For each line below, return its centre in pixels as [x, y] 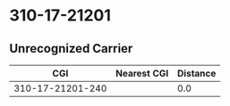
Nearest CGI [142, 73]
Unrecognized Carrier [71, 49]
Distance [197, 73]
